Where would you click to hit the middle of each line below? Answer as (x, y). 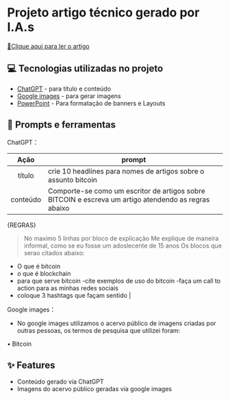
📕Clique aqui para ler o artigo (49, 46)
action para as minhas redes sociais (67, 288)
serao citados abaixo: (54, 252)
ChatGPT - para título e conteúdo (64, 89)
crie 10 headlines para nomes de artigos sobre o (126, 171)
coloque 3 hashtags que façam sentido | (74, 295)
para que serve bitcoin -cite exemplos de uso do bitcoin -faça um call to (119, 281)
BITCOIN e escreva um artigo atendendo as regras (129, 199)
